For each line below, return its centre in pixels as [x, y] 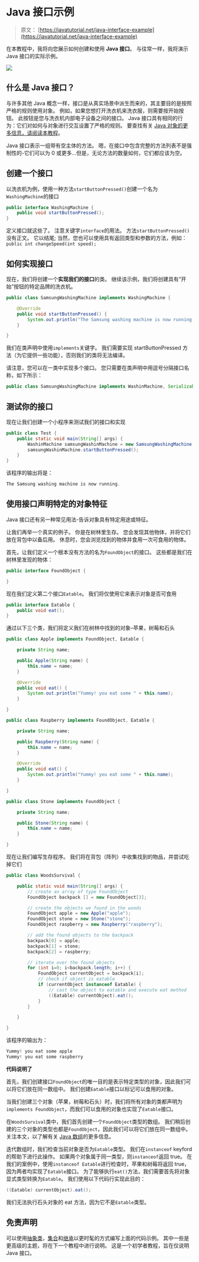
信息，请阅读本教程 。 [37, 133]
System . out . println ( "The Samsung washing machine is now [99, 319]
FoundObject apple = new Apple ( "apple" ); [79, 914]
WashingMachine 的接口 [33, 196]
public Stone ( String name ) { [53, 823]
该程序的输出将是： [30, 473]
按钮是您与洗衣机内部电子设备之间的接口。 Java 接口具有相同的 [100, 118]
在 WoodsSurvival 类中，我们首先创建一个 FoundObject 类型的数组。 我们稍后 [96, 1121]
